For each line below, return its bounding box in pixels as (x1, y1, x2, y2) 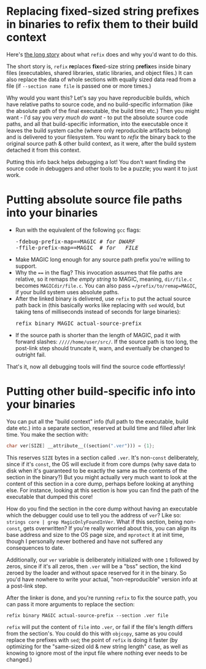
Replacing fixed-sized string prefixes (6, 4, 199, 18)
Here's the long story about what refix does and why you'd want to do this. (6, 50, 198, 58)
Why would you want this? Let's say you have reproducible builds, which (6, 94, 190, 101)
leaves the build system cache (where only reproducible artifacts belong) (6, 127, 191, 134)
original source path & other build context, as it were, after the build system (6, 139, 196, 147)
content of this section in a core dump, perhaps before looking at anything (6, 480, 194, 487)
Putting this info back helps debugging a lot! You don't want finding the (6, 158, 186, 165)
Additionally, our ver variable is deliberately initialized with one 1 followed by (6, 556, 199, 563)
